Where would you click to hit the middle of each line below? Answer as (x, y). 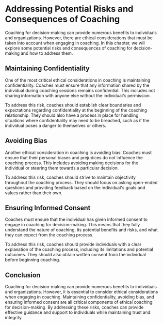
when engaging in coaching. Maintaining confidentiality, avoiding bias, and (80, 297)
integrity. (14, 318)
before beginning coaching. (33, 260)
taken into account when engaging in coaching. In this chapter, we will (75, 43)
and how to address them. (47, 53)
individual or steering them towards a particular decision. (62, 168)
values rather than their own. (34, 193)
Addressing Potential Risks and (69, 9)
